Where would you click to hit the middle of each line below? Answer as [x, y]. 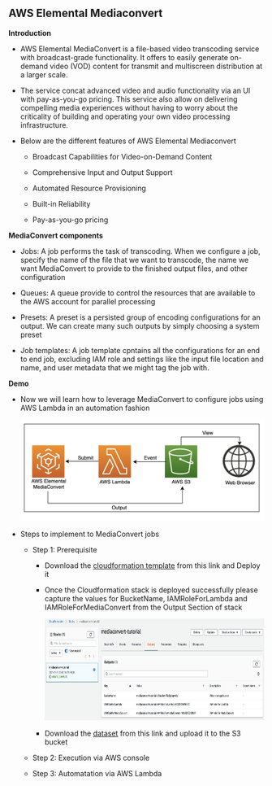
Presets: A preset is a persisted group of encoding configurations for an [140, 317]
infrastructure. [44, 124]
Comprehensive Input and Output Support [102, 172]
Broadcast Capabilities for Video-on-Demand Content [122, 156]
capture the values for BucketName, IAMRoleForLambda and [146, 598]
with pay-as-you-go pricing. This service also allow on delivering [129, 99]
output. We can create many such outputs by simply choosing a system [140, 325]
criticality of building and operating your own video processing [125, 116]
